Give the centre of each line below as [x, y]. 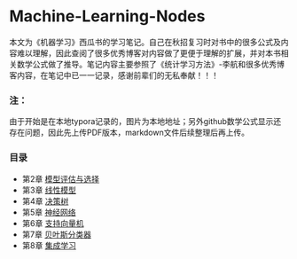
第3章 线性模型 [49, 190]
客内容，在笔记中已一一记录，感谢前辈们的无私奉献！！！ [114, 75]
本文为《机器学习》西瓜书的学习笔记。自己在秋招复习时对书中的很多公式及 [145, 42]
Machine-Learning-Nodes [107, 16]
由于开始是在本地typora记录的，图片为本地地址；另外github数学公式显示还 [145, 122]
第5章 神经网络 [49, 212]
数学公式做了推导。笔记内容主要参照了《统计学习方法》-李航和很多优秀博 [151, 64]
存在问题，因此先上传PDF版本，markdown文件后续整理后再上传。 [129, 133]
